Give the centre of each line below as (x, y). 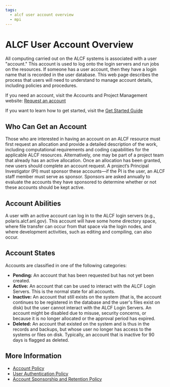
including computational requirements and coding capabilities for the (77, 150)
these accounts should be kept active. (45, 187)
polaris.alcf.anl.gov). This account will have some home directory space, (81, 221)
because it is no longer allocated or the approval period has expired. (84, 318)
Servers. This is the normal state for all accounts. (64, 291)
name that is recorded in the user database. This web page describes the (82, 75)
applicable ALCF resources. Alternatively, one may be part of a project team (84, 155)
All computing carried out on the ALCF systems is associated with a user (81, 58)
